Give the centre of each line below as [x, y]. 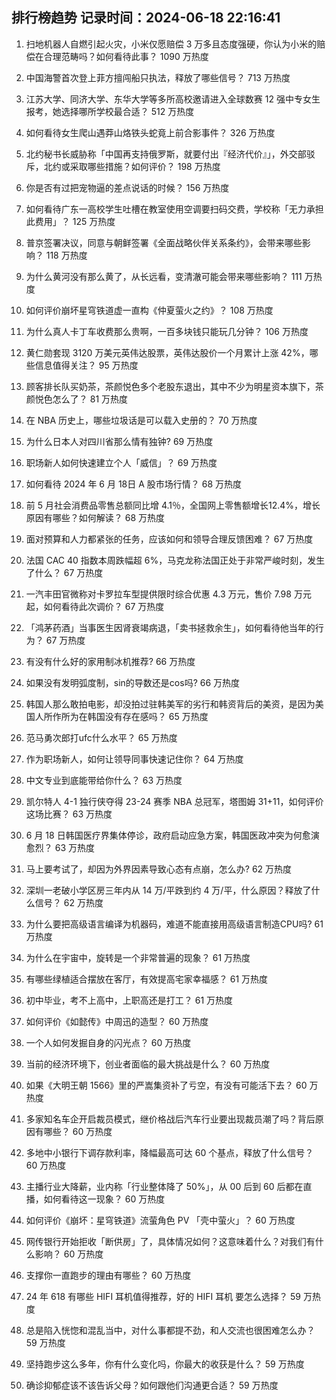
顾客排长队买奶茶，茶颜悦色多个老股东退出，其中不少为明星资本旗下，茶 [174, 386]
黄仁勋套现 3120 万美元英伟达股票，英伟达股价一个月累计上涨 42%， [167, 352]
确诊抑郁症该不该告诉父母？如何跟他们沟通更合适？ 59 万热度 [152, 1385]
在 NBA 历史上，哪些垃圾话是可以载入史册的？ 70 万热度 [141, 420]
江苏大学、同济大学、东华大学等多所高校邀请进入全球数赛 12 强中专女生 [173, 99]
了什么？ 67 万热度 [64, 572]
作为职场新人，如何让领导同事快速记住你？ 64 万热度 [134, 759]
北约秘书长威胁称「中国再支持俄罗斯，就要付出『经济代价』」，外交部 [166, 154]
